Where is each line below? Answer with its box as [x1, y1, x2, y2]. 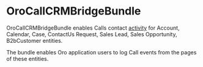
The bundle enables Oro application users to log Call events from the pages [6, 48, 197, 56]
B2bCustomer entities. [6, 37, 63, 44]
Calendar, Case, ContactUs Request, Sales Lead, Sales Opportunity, [6, 30, 177, 37]
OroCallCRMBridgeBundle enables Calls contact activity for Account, [6, 24, 180, 31]
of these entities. [6, 55, 49, 62]
